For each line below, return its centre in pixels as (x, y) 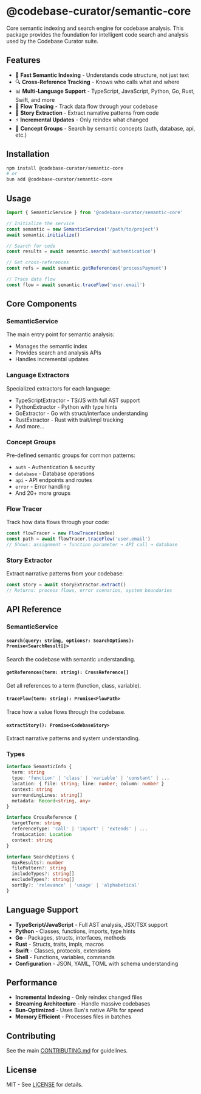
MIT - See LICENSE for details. (45, 1085)
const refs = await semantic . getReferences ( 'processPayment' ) (87, 268)
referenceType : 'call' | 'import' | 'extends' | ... (80, 829)
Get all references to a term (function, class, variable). (74, 685)
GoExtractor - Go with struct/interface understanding (81, 413)
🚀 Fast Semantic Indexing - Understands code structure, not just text (102, 75)
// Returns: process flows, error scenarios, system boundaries (89, 591)
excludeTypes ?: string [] (43, 880)
